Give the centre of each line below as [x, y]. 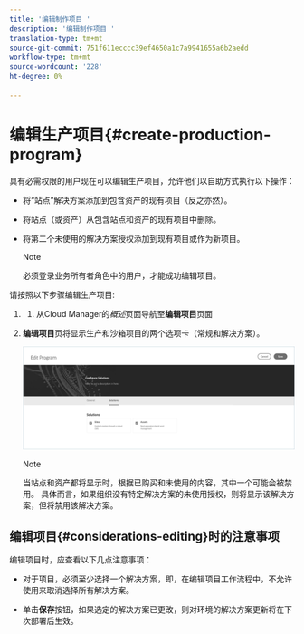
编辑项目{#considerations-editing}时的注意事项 [145, 537]
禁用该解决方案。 [86, 505]
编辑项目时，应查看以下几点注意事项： [81, 560]
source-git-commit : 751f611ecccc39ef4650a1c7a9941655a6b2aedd [129, 48]
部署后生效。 [54, 621]
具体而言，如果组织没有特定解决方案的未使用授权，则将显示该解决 [163, 494]
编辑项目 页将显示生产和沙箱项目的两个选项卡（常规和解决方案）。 [143, 333]
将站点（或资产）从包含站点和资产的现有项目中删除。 [122, 219]
